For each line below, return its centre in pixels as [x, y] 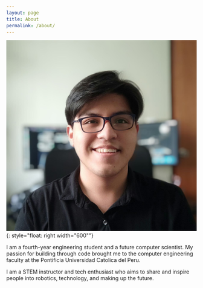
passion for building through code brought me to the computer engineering [100, 254]
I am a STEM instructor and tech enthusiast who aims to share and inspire [98, 272]
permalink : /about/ [31, 25]
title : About [23, 19]
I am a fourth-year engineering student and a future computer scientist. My [100, 247]
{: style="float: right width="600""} [50, 235]
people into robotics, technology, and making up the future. [80, 278]
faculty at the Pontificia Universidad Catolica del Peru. [73, 260]
